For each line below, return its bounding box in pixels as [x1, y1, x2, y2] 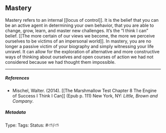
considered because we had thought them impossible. [5, 59, 116, 65]
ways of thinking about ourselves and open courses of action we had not [5, 54, 154, 60]
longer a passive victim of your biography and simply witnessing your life [5, 43, 154, 49]
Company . [12, 98, 34, 104]
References [5, 75, 30, 81]
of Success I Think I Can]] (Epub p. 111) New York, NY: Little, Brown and [12, 92, 158, 98]
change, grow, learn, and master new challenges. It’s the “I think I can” [5, 27, 148, 34]
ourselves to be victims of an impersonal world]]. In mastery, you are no [5, 38, 152, 44]
